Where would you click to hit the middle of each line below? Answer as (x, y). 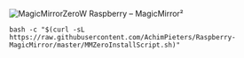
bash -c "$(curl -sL (47, 30)
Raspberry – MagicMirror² (136, 14)
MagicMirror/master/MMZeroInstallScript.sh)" (94, 45)
